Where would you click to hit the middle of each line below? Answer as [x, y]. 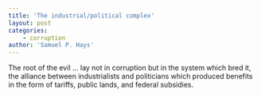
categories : [28, 30]
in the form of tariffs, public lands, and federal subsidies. [101, 85]
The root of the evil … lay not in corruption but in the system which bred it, [130, 68]
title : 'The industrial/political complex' [82, 16]
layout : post [30, 23]
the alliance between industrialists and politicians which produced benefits [130, 76]
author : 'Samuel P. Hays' [51, 45]
